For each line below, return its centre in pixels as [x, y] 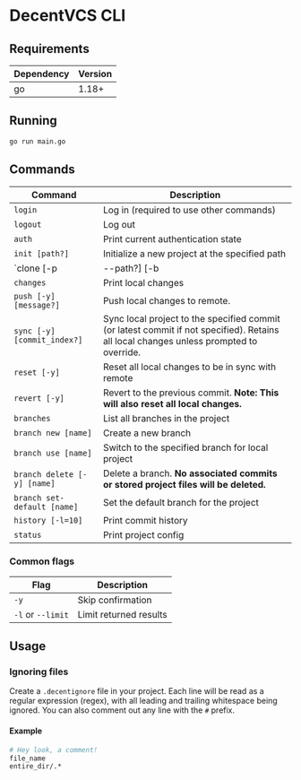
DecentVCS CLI [68, 16]
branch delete [44, 474]
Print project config [143, 534]
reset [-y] [37, 372]
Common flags [42, 561]
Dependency [42, 74]
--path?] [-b [131, 268]
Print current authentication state [172, 238]
